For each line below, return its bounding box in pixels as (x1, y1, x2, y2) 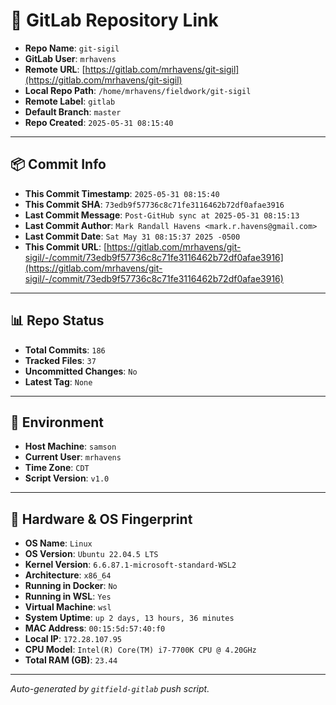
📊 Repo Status (10, 312, 105, 329)
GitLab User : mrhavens (24, 52, 117, 64)
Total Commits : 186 (24, 344, 106, 356)
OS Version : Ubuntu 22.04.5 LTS (24, 548, 159, 560)
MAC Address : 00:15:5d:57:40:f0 (24, 622, 166, 634)
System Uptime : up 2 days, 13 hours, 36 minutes (24, 612, 235, 624)
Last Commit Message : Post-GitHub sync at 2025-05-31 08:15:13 (24, 209, 300, 221)
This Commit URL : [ (24, 240, 107, 253)
